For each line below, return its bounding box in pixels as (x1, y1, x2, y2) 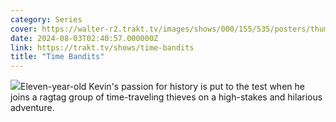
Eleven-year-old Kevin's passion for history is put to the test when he (20, 81, 305, 93)
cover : (10, 24, 38, 34)
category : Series (10, 14, 83, 25)
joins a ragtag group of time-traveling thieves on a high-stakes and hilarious (10, 91, 323, 103)
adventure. (10, 102, 55, 114)
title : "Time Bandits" (10, 52, 105, 62)
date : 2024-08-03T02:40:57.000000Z (10, 33, 159, 43)
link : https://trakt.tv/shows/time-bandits (10, 42, 195, 53)
